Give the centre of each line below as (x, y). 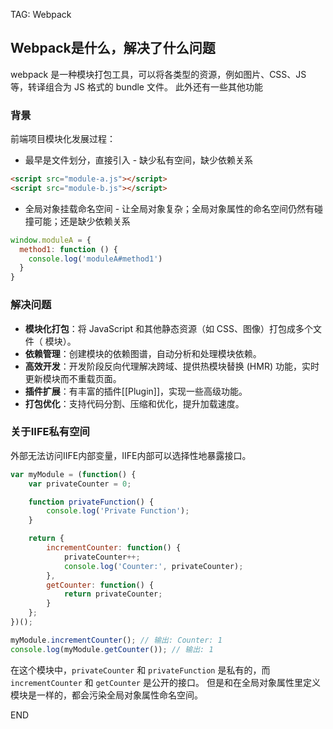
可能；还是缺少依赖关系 (82, 221)
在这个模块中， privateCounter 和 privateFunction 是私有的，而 (140, 670)
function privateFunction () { (91, 502)
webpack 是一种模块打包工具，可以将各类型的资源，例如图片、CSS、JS (158, 74)
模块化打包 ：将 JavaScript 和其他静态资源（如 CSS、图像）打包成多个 (169, 328)
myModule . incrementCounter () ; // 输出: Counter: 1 (116, 640)
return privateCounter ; (113, 594)
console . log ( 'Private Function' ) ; (118, 511)
